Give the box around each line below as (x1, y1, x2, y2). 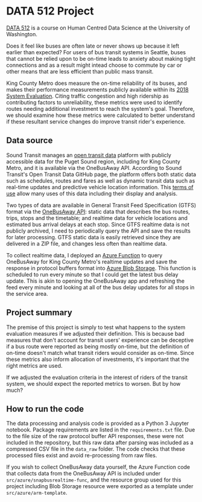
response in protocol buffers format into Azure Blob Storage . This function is (6, 264, 197, 272)
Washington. (6, 30, 38, 37)
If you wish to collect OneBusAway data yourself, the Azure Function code (6, 463, 191, 471)
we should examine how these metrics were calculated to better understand (6, 111, 195, 119)
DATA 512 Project (6, 4, 94, 18)
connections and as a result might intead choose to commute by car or (6, 61, 182, 69)
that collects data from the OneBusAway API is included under (6, 470, 161, 477)
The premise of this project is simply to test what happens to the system (6, 324, 186, 331)
